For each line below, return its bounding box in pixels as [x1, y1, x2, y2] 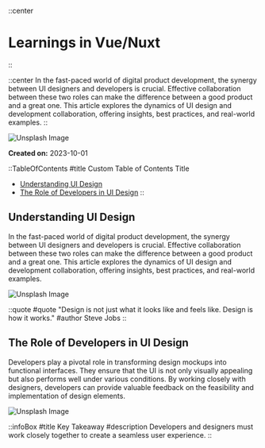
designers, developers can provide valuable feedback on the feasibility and [8, 382, 254, 392]
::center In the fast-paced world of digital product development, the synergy [8, 75, 258, 85]
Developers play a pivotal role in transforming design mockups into [8, 357, 228, 367]
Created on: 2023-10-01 [8, 148, 89, 157]
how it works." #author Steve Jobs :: [8, 313, 127, 322]
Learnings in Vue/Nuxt [8, 34, 161, 52]
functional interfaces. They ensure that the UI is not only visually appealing [8, 365, 253, 375]
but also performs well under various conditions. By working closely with [8, 374, 246, 384]
